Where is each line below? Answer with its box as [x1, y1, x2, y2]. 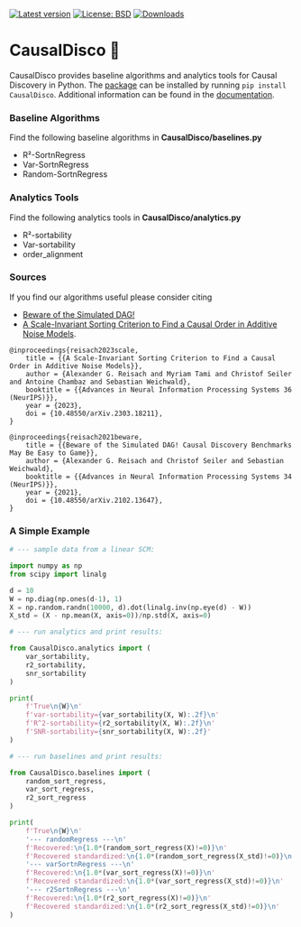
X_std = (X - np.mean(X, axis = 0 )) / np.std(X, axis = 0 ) [9, 611, 212, 620]
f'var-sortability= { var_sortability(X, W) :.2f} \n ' [25, 710, 220, 719]
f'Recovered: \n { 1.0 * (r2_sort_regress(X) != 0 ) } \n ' [25, 894, 212, 903]
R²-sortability [22, 229, 72, 240]
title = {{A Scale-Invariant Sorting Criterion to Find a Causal [25, 353, 277, 363]
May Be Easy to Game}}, [9, 448, 99, 458]
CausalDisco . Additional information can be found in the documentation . [9, 88, 275, 99]
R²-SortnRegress [22, 150, 86, 161]
